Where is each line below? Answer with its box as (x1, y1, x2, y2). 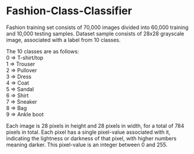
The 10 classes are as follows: (6, 47, 79, 54)
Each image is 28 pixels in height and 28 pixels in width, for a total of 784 (6, 122, 185, 129)
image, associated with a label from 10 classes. (6, 36, 121, 43)
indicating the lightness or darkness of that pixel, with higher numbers (6, 134, 177, 142)
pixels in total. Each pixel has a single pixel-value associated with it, (6, 129, 170, 136)
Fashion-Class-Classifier (6, 4, 132, 18)
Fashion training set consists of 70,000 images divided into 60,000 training (6, 24, 189, 31)
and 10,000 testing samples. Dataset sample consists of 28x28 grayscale (6, 30, 185, 37)
